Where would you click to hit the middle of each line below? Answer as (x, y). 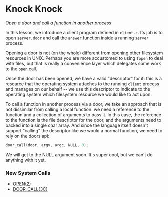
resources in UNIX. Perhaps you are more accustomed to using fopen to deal (84, 58)
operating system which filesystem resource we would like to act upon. (78, 94)
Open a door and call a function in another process (58, 23)
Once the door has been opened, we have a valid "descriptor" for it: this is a (83, 78)
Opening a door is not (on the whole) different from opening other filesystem (84, 53)
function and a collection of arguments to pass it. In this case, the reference (83, 115)
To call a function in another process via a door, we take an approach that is (83, 104)
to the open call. (21, 69)
